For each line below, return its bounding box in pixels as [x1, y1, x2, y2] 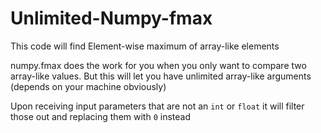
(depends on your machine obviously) [10, 80, 167, 92]
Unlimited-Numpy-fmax [10, 7, 213, 30]
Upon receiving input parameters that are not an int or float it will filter [10, 100, 305, 112]
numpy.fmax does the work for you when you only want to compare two [10, 59, 307, 71]
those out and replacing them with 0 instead [10, 110, 191, 122]
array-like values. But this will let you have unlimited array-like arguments [10, 70, 312, 82]
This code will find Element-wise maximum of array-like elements [10, 40, 280, 52]
